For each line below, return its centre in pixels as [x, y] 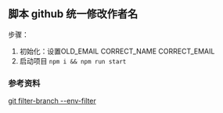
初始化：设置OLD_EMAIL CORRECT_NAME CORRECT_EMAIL [117, 51]
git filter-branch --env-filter [52, 101]
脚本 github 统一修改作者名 [73, 14]
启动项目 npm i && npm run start [73, 60]
